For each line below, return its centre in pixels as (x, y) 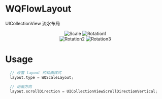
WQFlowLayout (38, 9)
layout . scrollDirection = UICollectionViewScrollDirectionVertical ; (84, 91)
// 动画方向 (21, 86)
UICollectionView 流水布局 (33, 23)
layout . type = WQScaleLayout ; (42, 77)
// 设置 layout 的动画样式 (36, 73)
